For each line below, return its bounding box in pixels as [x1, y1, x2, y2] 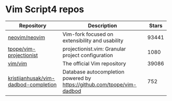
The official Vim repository [62, 60, 126, 67]
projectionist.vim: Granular [62, 45, 126, 52]
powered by [62, 74, 91, 82]
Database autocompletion [62, 68, 124, 75]
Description [88, 22, 117, 29]
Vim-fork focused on [62, 31, 114, 38]
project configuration [62, 52, 114, 59]
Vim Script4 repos [5, 4, 84, 15]
